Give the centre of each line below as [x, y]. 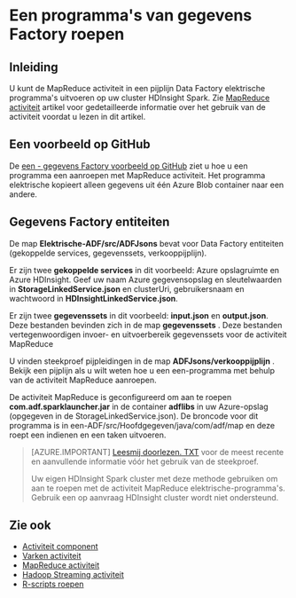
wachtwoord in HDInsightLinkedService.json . [94, 298]
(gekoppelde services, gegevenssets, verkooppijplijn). [108, 253]
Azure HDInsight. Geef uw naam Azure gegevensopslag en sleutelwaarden [145, 279]
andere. [23, 194]
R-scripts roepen [53, 584]
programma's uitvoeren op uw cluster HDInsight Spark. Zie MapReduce [140, 98]
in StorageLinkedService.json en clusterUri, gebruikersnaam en [127, 288]
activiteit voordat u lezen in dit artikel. [78, 117]
